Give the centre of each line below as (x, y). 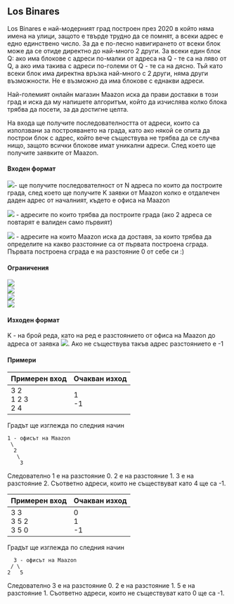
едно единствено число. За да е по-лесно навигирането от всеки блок (114, 43)
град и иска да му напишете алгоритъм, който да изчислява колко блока (117, 102)
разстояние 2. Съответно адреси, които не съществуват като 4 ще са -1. (117, 483)
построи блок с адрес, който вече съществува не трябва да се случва (113, 138)
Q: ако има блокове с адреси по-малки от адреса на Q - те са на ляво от (117, 58)
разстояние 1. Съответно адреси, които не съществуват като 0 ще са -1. (116, 593)
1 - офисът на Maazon (39, 438)
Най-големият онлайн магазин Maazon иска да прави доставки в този (113, 94)
